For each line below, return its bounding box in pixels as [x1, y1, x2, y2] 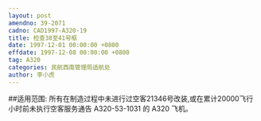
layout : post [8, 11, 52, 20]
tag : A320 [8, 57, 41, 64]
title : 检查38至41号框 [8, 33, 78, 42]
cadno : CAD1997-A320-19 [8, 26, 88, 34]
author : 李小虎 [8, 71, 55, 79]
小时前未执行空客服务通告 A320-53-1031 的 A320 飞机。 [8, 103, 193, 113]
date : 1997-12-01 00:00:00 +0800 [8, 41, 119, 49]
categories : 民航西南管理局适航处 [8, 64, 111, 72]
